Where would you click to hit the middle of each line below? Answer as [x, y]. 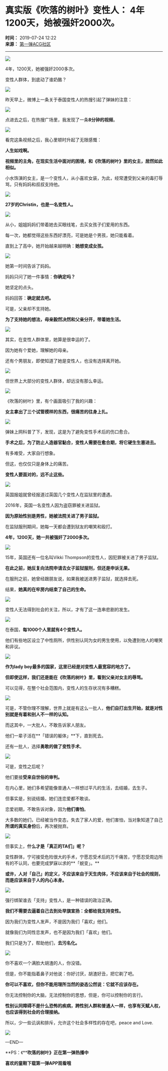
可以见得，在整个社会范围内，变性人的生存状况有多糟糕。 [64, 688]
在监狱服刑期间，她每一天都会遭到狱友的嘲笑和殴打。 [60, 526]
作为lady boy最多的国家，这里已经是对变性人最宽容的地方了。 [69, 667]
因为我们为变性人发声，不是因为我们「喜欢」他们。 [58, 921]
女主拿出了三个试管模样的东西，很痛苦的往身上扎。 [58, 411]
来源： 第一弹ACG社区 [28, 44]
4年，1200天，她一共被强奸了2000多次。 [48, 537]
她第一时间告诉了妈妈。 [29, 266]
